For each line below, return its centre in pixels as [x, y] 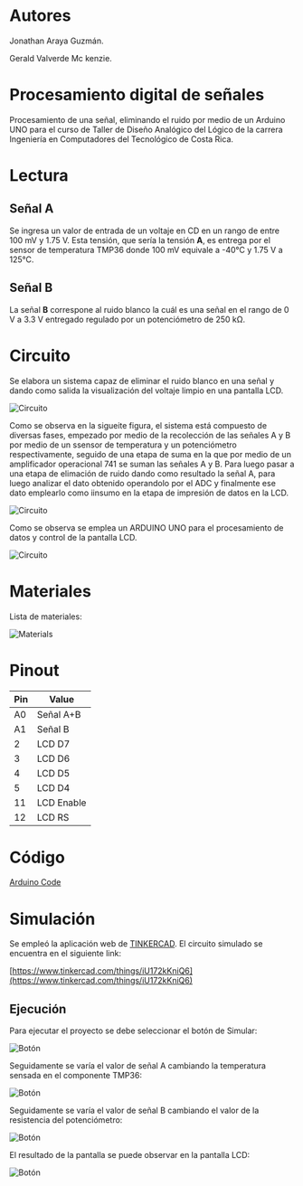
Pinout [35, 670]
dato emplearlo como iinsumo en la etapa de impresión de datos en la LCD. [149, 493]
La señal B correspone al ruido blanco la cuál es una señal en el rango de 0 [149, 309]
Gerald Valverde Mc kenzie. [61, 58]
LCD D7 [53, 744]
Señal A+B [59, 714]
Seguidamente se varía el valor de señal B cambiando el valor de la [134, 1111]
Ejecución [38, 1009]
